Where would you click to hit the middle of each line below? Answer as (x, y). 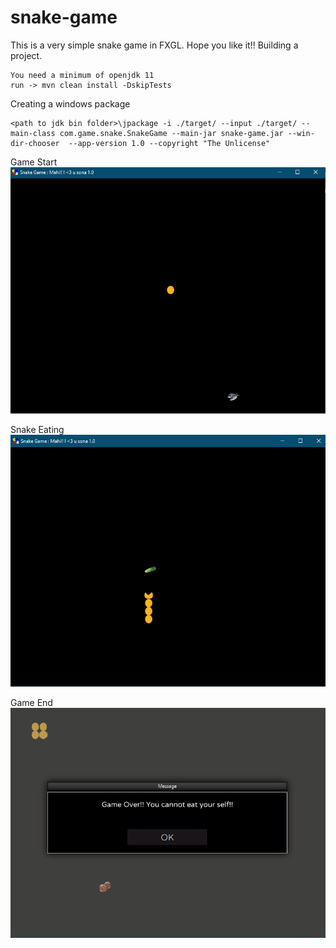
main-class (33, 133)
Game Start (34, 162)
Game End (31, 702)
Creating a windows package (70, 103)
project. (26, 55)
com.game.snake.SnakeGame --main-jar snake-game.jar (171, 133)
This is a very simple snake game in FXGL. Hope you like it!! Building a (154, 45)
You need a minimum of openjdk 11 (82, 75)
